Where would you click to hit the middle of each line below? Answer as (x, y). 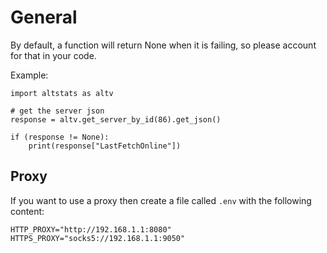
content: (27, 211)
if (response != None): (60, 137)
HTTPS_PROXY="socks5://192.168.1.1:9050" (98, 238)
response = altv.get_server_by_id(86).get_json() (116, 119)
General (44, 17)
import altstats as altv (62, 93)
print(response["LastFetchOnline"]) (105, 146)
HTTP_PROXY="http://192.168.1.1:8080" (91, 229)
